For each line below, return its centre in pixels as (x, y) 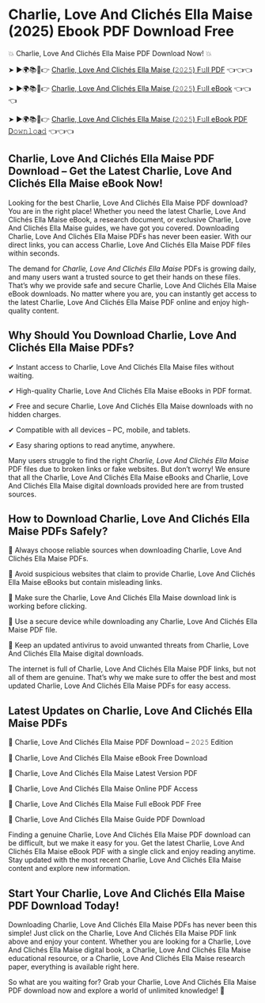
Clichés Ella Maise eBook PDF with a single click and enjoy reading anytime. (132, 852)
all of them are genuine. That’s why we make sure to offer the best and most (132, 678)
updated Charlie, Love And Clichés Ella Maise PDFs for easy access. (119, 686)
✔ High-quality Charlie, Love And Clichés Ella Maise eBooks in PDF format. (130, 390)
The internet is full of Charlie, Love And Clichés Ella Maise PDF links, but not (132, 669)
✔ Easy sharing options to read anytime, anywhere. (92, 445)
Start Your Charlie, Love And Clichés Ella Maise (127, 893)
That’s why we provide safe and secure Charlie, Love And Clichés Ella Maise (132, 285)
